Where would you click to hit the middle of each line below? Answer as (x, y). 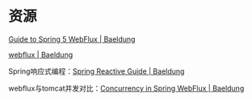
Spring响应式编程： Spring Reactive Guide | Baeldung (97, 71)
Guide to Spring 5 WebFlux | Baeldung (72, 39)
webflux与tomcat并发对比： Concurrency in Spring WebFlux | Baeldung (126, 88)
